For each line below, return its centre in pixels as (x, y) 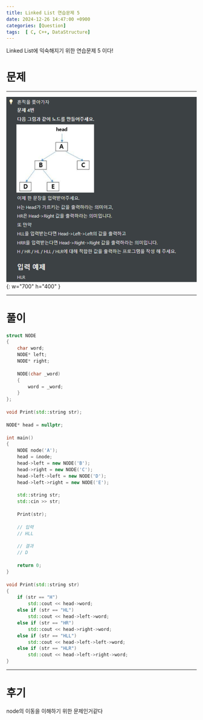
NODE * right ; (34, 361)
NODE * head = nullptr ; (35, 425)
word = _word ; (46, 387)
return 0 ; (30, 566)
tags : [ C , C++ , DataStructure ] (48, 32)
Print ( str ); (32, 515)
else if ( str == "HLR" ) (47, 649)
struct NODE (21, 335)
